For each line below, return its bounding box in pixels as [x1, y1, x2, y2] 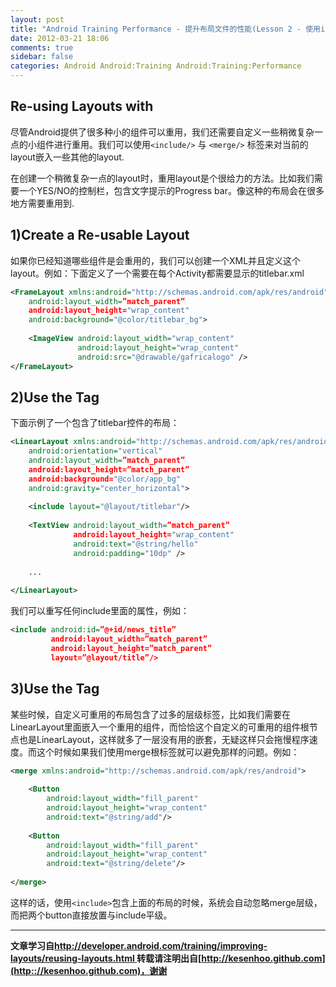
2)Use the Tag [10, 389, 100, 406]
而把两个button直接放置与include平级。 [10, 909, 173, 921]
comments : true [10, 42, 74, 53]
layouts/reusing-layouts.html [10, 952, 135, 964]
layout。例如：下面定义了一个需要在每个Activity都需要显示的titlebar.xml [10, 267, 305, 279]
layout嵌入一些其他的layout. [10, 151, 125, 163]
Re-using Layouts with [10, 98, 154, 115]
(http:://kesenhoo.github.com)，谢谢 [10, 964, 168, 976]
